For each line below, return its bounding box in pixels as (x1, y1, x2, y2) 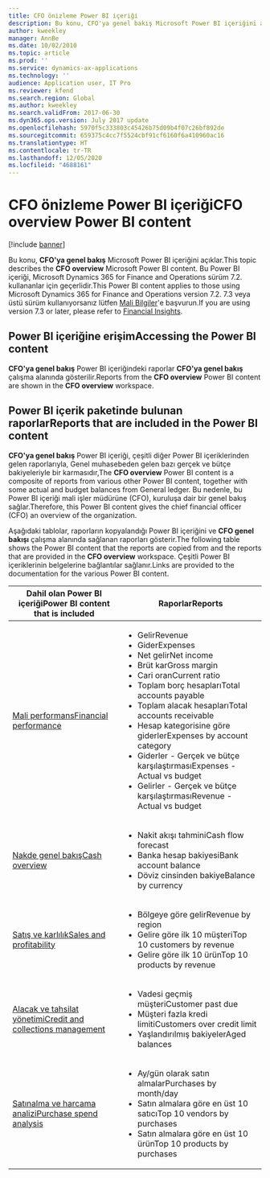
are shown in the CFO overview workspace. (8, 380, 154, 390)
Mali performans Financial (12, 709, 108, 720)
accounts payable (137, 689, 205, 700)
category (137, 740, 172, 751)
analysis (12, 1118, 44, 1129)
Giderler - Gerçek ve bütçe (137, 749, 240, 761)
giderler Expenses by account (137, 729, 248, 741)
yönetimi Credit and (12, 1013, 84, 1024)
